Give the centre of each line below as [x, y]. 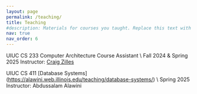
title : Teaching [26, 22]
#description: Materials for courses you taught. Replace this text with [99, 28]
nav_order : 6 [22, 39]
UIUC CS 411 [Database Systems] [47, 73]
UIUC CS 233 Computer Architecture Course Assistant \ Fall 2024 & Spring [97, 56]
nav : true [18, 33]
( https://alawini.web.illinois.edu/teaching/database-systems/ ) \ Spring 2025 [98, 79]
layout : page [22, 11]
